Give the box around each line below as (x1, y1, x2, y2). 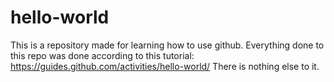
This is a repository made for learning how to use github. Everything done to (10, 39, 325, 51)
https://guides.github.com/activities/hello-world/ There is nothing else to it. (10, 60, 320, 72)
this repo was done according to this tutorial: (10, 49, 195, 61)
